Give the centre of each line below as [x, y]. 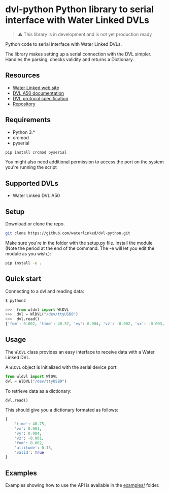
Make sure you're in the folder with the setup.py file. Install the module [79, 243]
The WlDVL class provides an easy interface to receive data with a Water [80, 352]
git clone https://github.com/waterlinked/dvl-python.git [68, 233]
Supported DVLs [32, 183]
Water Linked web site [36, 88]
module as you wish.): [28, 253]
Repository [24, 104]
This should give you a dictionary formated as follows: [62, 410]
